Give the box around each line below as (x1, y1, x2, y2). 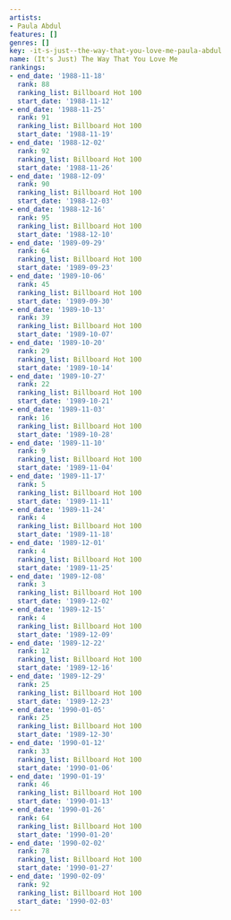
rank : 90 (17, 180, 50, 189)
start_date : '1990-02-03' (17, 897, 115, 906)
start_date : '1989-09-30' (17, 297, 115, 306)
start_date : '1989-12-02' (17, 597, 115, 606)
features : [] (9, 30, 58, 39)
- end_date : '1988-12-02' (9, 138, 106, 147)
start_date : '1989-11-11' (17, 497, 115, 506)
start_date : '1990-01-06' (17, 763, 115, 772)
